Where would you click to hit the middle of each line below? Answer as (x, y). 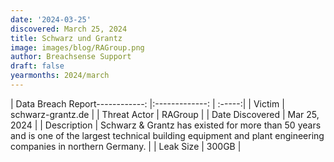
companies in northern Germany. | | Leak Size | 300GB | (126, 146)
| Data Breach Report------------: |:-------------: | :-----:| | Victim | (147, 103)
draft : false (37, 66)
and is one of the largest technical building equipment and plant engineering (167, 135)
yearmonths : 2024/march (60, 76)
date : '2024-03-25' (51, 19)
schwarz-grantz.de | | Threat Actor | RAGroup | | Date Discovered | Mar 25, (165, 114)
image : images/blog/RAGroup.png (77, 47)
